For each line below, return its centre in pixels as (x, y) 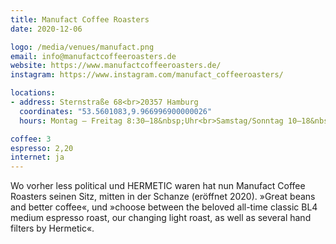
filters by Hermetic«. (52, 228)
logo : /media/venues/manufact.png (82, 47)
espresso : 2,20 (42, 148)
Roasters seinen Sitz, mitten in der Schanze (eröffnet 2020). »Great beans (163, 197)
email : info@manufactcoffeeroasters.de (93, 56)
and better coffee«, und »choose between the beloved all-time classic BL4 (164, 207)
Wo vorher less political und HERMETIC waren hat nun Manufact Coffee (158, 186)
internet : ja (37, 157)
